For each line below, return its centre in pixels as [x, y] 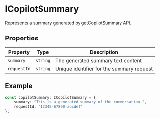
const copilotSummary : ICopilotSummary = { [51, 97]
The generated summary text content [99, 60]
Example [19, 86]
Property [19, 52]
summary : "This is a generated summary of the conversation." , [80, 102]
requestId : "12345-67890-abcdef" [48, 107]
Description [104, 52]
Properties [22, 38]
